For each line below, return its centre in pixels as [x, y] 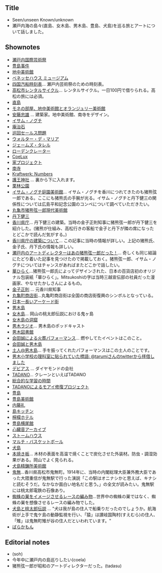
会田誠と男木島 [27, 344]
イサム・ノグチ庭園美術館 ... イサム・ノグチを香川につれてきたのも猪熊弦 [84, 191]
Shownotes [23, 48]
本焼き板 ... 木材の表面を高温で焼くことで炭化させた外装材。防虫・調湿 [82, 454]
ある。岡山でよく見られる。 [48, 459]
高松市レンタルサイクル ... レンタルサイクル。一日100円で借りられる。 [81, 90]
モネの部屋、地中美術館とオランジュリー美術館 [59, 108]
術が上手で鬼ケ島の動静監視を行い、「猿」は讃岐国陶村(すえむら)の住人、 [85, 515]
